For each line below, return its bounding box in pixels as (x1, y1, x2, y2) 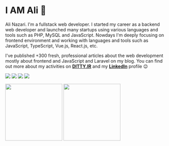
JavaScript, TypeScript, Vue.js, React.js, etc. (5, 42, 98, 48)
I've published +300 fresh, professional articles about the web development (5, 53, 163, 59)
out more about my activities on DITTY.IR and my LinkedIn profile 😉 (5, 63, 148, 69)
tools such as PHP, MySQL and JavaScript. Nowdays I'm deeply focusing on (5, 32, 164, 38)
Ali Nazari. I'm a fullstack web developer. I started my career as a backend (5, 21, 160, 27)
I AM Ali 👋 (5, 5, 47, 16)
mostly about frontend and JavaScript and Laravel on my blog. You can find (5, 58, 163, 64)
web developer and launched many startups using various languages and (5, 26, 158, 32)
